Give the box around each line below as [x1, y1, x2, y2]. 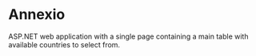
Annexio [8, 6, 66, 24]
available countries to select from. [8, 39, 121, 49]
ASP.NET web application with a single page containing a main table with [8, 32, 249, 41]
